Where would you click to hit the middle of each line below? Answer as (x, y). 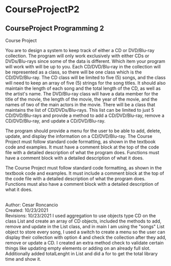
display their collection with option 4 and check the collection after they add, (86, 237)
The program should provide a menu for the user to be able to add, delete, (83, 131)
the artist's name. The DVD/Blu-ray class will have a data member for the (82, 94)
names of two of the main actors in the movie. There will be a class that (80, 105)
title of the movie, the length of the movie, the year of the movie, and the (81, 99)
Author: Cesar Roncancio (32, 205)
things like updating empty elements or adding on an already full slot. (78, 248)
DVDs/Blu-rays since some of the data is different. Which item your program (85, 61)
